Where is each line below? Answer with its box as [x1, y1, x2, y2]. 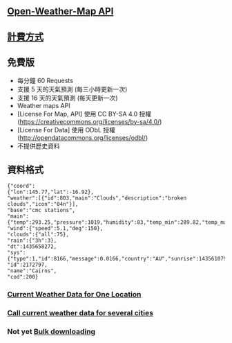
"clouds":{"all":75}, [7, 231, 70, 238]
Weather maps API [17, 101, 70, 109]
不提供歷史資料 [17, 141, 60, 150]
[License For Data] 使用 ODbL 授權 [17, 125, 116, 134]
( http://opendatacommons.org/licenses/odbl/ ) [17, 133, 148, 141]
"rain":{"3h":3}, [7, 237, 57, 245]
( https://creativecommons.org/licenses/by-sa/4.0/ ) [17, 117, 162, 125]
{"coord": [7, 183, 36, 190]
